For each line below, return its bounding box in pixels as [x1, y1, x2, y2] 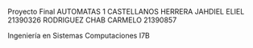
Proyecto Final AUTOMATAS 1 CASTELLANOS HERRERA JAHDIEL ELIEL [7, 7, 245, 16]
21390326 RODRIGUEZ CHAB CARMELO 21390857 [7, 15, 177, 25]
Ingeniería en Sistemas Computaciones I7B [7, 31, 151, 40]
